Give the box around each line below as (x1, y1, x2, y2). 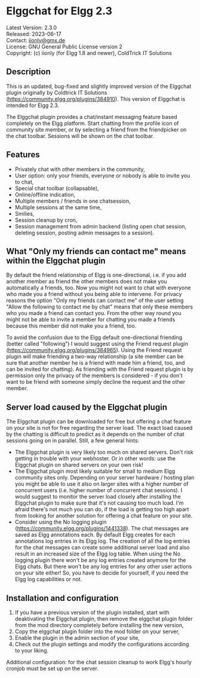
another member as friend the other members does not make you (6, 278, 167, 285)
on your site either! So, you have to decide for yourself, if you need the (14, 569, 189, 576)
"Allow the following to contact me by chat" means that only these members (6, 303, 193, 310)
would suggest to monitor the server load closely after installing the (14, 493, 181, 500)
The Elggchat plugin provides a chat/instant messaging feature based (6, 113, 177, 120)
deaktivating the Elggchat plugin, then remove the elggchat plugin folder (14, 615, 193, 622)
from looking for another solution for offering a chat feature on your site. (14, 512, 193, 520)
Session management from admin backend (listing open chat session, (14, 222, 187, 230)
